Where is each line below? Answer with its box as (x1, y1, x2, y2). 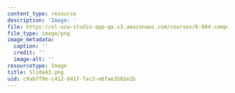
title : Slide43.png (7, 69, 64, 76)
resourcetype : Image (7, 62, 68, 69)
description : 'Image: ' (7, 17, 77, 24)
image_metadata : (7, 36, 55, 43)
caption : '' (13, 43, 49, 50)
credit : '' (13, 50, 45, 57)
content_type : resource (7, 10, 77, 17)
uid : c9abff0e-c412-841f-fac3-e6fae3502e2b (7, 75, 136, 83)
